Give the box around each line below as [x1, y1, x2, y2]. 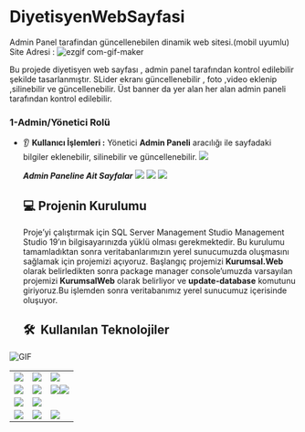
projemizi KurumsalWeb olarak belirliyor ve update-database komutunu [22, 276, 296, 287]
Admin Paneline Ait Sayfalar [22, 171, 133, 182]
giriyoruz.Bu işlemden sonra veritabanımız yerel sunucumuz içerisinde [22, 285, 288, 296]
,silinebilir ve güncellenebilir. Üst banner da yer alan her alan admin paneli [9, 83, 286, 94]
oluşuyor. [22, 295, 58, 306]
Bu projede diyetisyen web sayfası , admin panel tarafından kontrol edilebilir [9, 64, 294, 75]
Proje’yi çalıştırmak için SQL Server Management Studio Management [22, 227, 285, 238]
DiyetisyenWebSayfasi [9, 6, 185, 27]
